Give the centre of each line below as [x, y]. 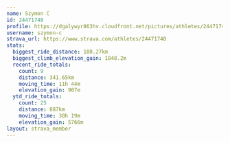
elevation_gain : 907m [49, 90]
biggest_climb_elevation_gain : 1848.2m [70, 58]
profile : [19, 26]
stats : [16, 45]
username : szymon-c [34, 33]
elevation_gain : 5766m [51, 122]
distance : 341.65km [47, 77]
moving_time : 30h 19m [49, 115]
